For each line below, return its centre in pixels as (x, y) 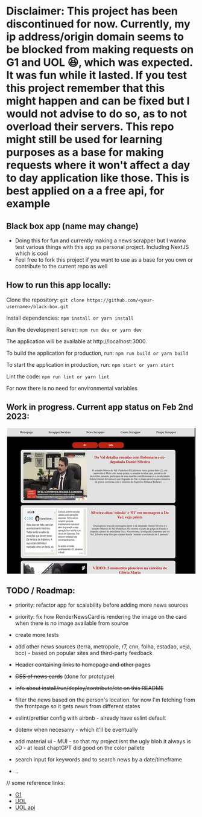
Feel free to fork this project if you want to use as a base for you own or (104, 260)
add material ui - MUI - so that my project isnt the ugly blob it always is (103, 741)
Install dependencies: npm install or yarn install (70, 318)
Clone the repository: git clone (45, 300)
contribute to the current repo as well (61, 266)
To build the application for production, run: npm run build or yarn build (97, 353)
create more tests (37, 635)
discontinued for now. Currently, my (99, 24)
